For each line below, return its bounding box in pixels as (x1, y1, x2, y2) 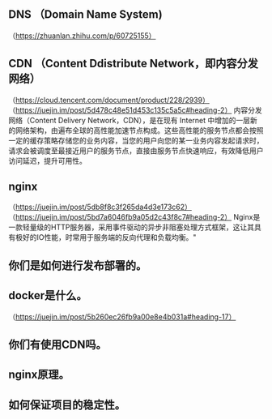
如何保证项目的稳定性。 (8, 398, 125, 412)
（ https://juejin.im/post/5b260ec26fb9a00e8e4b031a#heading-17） (8, 311, 236, 322)
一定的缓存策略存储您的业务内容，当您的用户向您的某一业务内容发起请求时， (8, 135, 264, 145)
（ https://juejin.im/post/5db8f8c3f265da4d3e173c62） (8, 202, 193, 212)
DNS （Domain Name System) (8, 7, 164, 22)
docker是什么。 (8, 289, 87, 302)
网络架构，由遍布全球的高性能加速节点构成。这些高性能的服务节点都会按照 (15, 125, 264, 135)
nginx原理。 (8, 368, 70, 382)
